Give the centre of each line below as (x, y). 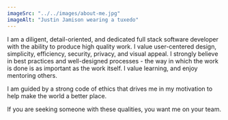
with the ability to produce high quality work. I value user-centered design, (112, 46)
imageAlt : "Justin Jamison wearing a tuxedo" (73, 20)
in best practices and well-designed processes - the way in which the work (113, 61)
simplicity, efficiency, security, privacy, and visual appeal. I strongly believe (113, 54)
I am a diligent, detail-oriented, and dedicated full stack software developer (113, 39)
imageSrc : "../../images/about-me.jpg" (64, 13)
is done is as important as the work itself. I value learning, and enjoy (102, 68)
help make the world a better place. (57, 95)
